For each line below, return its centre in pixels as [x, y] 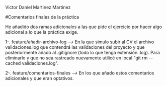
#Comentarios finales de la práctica [42, 17]
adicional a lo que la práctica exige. [42, 32]
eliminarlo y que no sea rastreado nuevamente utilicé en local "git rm [76, 58]
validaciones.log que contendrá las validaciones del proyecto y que [75, 47]
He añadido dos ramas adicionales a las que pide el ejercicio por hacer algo [84, 27]
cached [13, 63]
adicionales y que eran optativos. [39, 78]
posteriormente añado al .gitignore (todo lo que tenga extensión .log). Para [82, 53]
